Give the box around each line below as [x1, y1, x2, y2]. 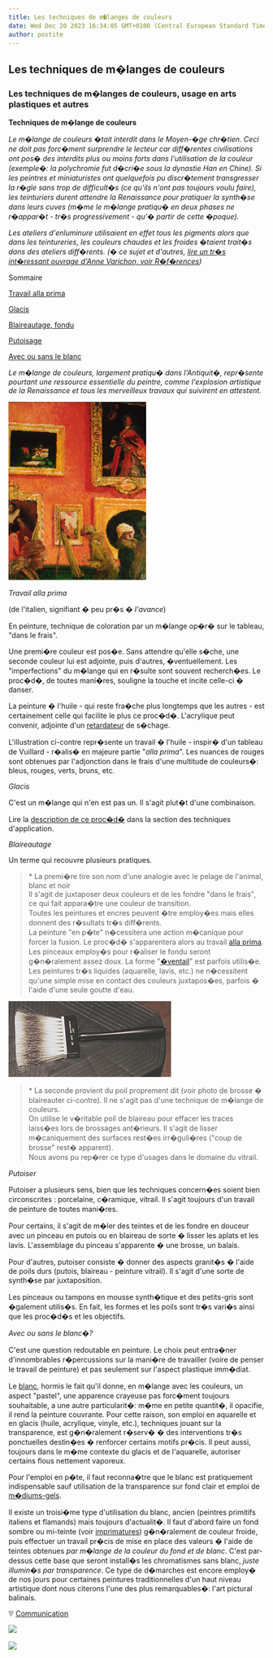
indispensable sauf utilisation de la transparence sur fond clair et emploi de [8, 1481, 260, 1491]
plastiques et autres [8, 98, 89, 110]
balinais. [8, 1593, 37, 1603]
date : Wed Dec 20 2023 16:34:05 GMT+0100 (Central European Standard [8, 21, 249, 30]
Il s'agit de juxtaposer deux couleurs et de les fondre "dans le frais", [28, 890, 256, 899]
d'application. [8, 824, 54, 833]
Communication [15, 1608, 69, 1619]
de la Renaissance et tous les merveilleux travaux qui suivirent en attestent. [8, 386, 262, 396]
